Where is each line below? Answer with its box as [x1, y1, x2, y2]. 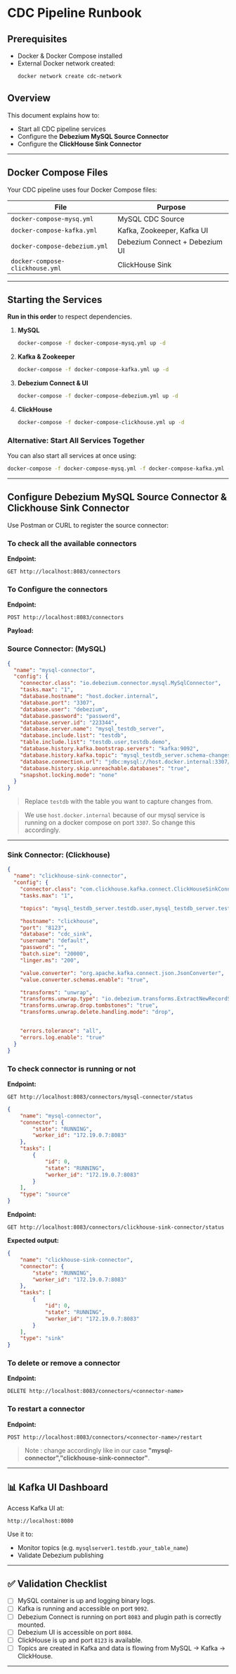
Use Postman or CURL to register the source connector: [7, 521, 169, 529]
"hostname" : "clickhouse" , [20, 917, 99, 924]
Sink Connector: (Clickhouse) [7, 850, 110, 860]
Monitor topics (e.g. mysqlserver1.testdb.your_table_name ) [17, 1543, 189, 1551]
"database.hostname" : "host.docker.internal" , [20, 693, 159, 700]
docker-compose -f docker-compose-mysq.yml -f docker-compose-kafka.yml [7, 465, 225, 473]
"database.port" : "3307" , [20, 699, 96, 706]
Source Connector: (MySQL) [7, 644, 107, 654]
